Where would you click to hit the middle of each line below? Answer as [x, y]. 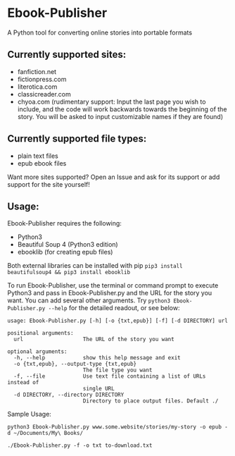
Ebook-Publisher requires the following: [64, 223]
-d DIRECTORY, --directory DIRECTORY [69, 395]
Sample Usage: [29, 414]
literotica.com [37, 87]
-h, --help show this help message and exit [97, 358]
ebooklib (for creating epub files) [65, 252]
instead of [23, 383]
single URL [99, 389]
